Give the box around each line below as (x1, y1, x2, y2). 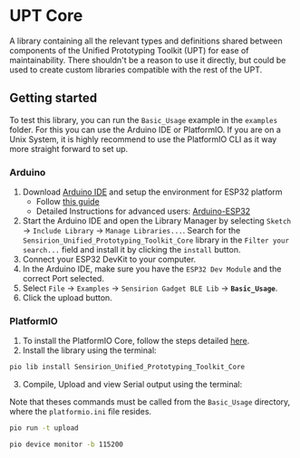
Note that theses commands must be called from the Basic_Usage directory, (9, 396, 291, 407)
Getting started (9, 91, 98, 106)
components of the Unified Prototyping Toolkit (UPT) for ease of (9, 44, 249, 55)
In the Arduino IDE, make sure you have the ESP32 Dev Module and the (22, 263, 282, 274)
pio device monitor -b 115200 (9, 440, 124, 449)
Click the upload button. (22, 292, 113, 303)
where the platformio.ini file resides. (9, 406, 152, 417)
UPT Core (9, 5, 83, 26)
